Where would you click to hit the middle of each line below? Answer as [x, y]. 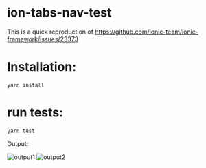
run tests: [35, 113]
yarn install [26, 85]
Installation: [42, 67]
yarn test [21, 131]
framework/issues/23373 [43, 39]
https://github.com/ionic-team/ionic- [147, 32]
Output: [18, 143]
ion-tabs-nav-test [59, 13]
